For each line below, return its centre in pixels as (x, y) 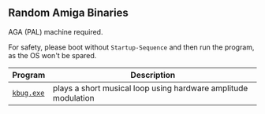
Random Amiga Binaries (68, 13)
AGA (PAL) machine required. (56, 31)
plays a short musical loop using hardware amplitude (150, 88)
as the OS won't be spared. (52, 55)
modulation (73, 97)
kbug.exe (28, 93)
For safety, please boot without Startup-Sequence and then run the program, (131, 47)
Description (153, 75)
